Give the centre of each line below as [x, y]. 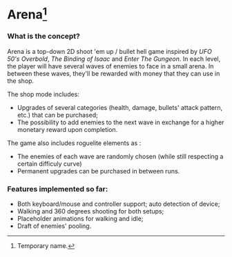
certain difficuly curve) [49, 164]
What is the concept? [44, 37]
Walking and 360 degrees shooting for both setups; [90, 211]
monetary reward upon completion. [67, 129]
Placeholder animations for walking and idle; [80, 219]
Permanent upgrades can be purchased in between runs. [98, 171]
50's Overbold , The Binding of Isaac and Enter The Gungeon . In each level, [114, 59]
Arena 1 [27, 13]
